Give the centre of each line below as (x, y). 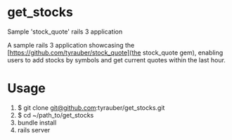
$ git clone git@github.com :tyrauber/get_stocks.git (91, 107)
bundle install (37, 122)
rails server (34, 129)
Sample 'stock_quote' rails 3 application (65, 31)
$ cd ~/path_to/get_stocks (56, 115)
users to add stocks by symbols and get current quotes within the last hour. (117, 59)
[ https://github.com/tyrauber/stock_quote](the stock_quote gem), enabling (115, 52)
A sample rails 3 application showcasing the (71, 45)
